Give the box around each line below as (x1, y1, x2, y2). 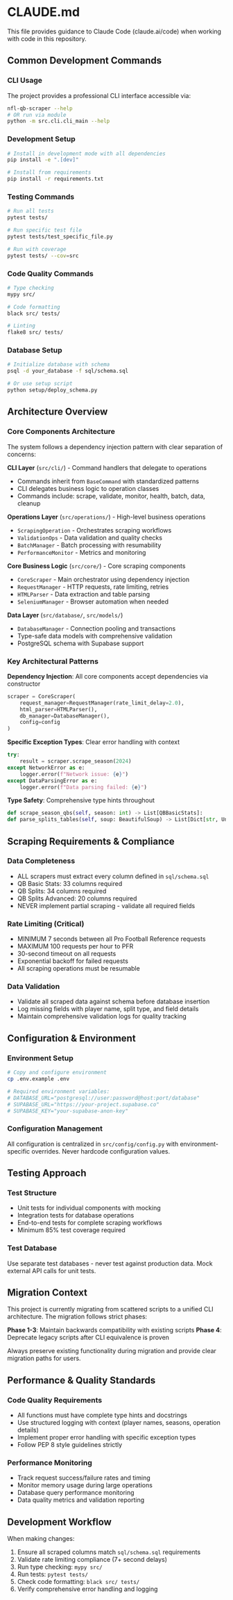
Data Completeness (7, 856, 76, 866)
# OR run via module (7, 111, 67, 118)
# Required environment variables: (7, 1088, 110, 1095)
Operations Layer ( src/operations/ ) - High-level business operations (7, 512, 206, 521)
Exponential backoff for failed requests (17, 957, 128, 965)
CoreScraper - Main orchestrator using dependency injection (17, 575, 189, 583)
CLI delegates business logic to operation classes (17, 484, 159, 492)
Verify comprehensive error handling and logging (17, 1585, 158, 1593)
